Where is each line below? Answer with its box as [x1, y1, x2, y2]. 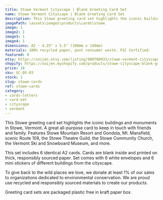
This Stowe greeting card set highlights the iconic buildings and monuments [5, 119, 157, 125]
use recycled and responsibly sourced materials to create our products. [5, 180, 148, 185]
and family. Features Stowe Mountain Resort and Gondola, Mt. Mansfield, [5, 130, 151, 136]
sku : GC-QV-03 [5, 70, 34, 75]
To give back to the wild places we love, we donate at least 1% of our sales [5, 169, 155, 175]
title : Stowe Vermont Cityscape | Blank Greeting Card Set [5, 7, 127, 12]
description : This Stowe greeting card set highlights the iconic [5, 16, 142, 21]
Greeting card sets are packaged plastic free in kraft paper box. [5, 189, 132, 195]
